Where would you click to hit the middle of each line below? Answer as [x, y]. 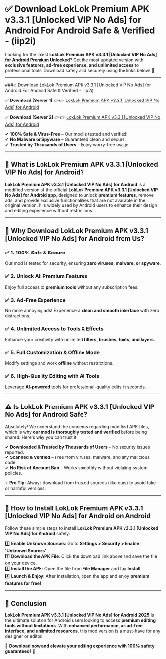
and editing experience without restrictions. [49, 210]
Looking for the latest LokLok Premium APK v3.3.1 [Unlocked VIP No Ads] [81, 54]
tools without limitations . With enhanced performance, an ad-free [74, 626]
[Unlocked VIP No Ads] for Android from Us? [75, 239]
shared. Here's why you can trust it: [41, 437]
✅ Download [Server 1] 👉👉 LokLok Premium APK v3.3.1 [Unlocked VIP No [82, 100]
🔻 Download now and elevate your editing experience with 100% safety [80, 646]
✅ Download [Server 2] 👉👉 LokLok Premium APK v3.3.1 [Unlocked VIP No [83, 117]
